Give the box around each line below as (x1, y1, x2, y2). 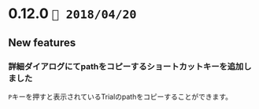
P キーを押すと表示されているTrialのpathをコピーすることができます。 (8, 92, 233, 101)
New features (8, 36, 76, 49)
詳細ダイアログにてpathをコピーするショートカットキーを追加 (8, 60, 244, 71)
